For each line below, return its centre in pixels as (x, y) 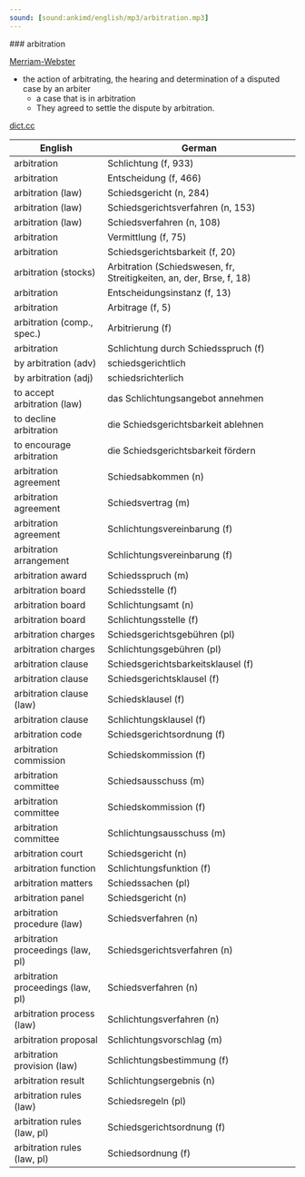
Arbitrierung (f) (140, 328)
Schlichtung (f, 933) (151, 163)
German (199, 148)
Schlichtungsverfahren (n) (163, 1019)
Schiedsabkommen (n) (156, 476)
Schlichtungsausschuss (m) (167, 833)
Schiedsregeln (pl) (147, 1101)
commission (40, 760)
